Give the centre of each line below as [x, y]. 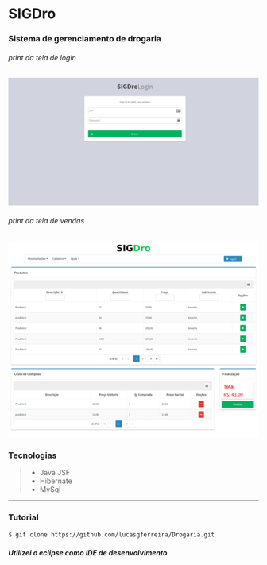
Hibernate [56, 481]
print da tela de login [43, 57]
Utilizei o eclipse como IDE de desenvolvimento [88, 552]
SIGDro [32, 14]
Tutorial [23, 517]
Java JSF [55, 472]
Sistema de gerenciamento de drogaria [85, 39]
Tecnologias [33, 455]
